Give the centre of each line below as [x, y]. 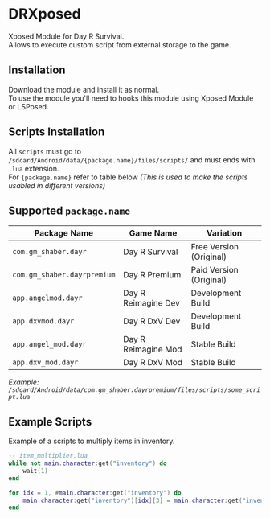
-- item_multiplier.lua [48, 456]
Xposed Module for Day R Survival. [66, 36]
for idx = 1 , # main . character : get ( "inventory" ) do [95, 493]
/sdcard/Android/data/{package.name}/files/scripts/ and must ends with [132, 160]
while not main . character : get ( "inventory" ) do [88, 463]
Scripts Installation [57, 132]
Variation [224, 233]
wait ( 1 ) [35, 471]
